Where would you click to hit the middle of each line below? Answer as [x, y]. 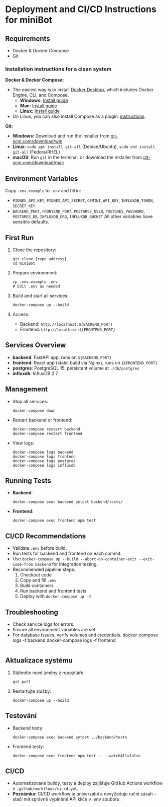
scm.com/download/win [37, 141]
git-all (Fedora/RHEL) [36, 152]
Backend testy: [28, 728]
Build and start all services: [40, 296]
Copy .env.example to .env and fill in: [43, 191]
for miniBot [29, 20]
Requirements [28, 39]
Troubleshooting [32, 612]
